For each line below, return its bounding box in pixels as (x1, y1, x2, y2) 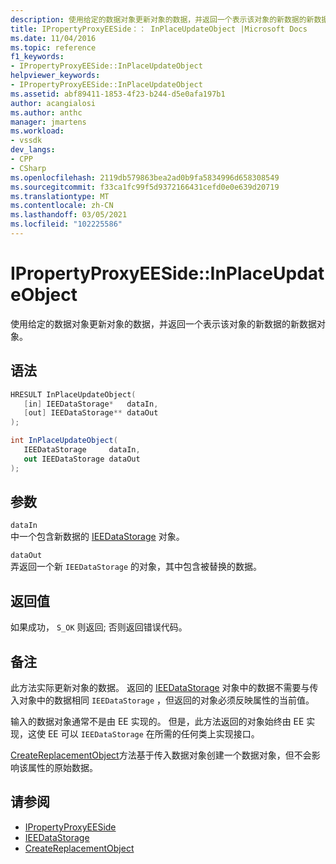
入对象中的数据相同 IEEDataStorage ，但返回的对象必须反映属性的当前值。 (10, 694, 315, 706)
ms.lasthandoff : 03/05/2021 (10, 210, 128, 220)
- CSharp (10, 163, 47, 173)
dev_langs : (10, 145, 56, 155)
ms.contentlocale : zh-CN (10, 201, 114, 211)
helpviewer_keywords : (10, 71, 101, 81)
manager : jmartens (10, 117, 87, 127)
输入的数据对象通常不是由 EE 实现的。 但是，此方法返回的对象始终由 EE (10, 716, 305, 728)
